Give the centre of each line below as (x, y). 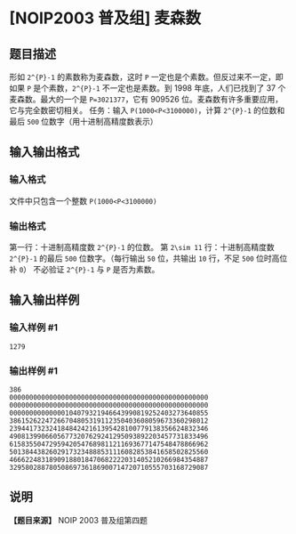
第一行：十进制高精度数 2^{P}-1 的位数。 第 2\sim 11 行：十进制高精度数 (142, 247)
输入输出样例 (44, 300)
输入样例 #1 (33, 328)
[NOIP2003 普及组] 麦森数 (105, 18)
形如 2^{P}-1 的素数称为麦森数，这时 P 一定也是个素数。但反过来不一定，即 (147, 77)
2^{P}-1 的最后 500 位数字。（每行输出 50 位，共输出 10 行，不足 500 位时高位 (148, 258)
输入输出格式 (44, 152)
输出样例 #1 (33, 370)
